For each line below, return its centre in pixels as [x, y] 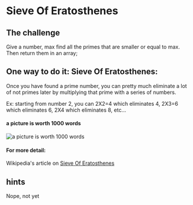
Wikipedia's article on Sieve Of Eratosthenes [60, 163]
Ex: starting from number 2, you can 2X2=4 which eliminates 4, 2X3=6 [92, 103]
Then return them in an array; [42, 53]
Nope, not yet [23, 196]
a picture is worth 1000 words [44, 123]
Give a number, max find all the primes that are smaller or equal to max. [93, 47]
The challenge [33, 33]
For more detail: [26, 150]
